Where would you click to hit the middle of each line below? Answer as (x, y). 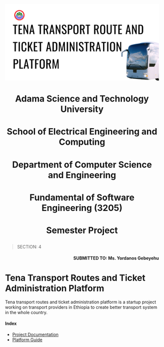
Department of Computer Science (82, 165)
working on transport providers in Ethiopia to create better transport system (81, 307)
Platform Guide (27, 340)
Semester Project (82, 230)
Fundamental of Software (82, 197)
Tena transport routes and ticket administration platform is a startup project (81, 302)
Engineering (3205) (82, 208)
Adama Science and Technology (82, 99)
